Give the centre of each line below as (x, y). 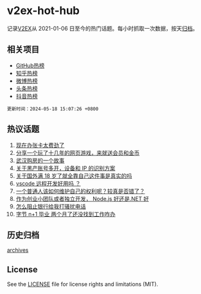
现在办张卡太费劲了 (40, 145)
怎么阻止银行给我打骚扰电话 (51, 206)
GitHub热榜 (30, 66)
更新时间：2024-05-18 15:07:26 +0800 (53, 109)
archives (18, 250)
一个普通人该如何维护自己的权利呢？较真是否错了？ (80, 191)
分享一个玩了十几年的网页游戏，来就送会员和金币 (78, 153)
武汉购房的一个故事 (40, 160)
